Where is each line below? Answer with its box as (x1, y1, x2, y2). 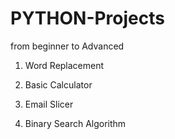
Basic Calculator (24, 78, 93, 91)
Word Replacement (24, 59, 105, 71)
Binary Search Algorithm (24, 117, 127, 129)
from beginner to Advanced (10, 40, 125, 52)
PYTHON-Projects (10, 7, 165, 30)
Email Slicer (24, 98, 74, 110)
